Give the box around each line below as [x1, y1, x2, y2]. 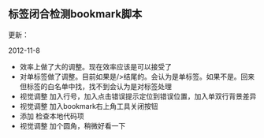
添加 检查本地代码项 [19, 111, 84, 121]
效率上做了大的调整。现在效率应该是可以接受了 [19, 62, 172, 71]
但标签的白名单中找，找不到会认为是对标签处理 [19, 81, 172, 91]
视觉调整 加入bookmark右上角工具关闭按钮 [19, 101, 159, 110]
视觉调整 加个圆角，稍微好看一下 [19, 121, 126, 130]
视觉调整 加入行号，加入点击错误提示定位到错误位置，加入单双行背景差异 [19, 91, 257, 101]
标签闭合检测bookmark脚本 [8, 7, 143, 21]
